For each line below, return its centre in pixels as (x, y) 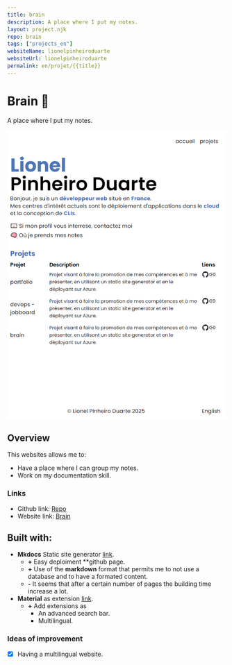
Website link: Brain (44, 516)
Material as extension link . (55, 599)
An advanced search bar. (74, 614)
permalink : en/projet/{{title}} (54, 66)
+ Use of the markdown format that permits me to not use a (113, 569)
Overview (29, 438)
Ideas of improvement (45, 639)
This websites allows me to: (47, 455)
